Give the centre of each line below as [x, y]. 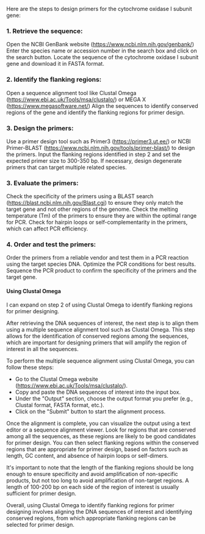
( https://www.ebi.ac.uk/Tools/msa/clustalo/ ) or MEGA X [76, 99]
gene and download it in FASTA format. [56, 64]
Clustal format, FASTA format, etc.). [60, 405]
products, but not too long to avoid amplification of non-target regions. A [98, 480]
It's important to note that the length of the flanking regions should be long [100, 467]
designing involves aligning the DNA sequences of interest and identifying [99, 511]
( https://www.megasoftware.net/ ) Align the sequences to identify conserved [102, 105]
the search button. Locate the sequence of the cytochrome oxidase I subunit [103, 57]
